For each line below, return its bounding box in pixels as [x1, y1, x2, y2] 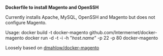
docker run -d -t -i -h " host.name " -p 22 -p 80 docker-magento [24, 35, 158, 41]
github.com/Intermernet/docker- [89, 30, 157, 35]
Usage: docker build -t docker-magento [5, 30, 88, 35]
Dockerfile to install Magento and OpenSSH [5, 5, 99, 10]
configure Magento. [5, 20, 47, 25]
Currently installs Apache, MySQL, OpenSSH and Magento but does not [5, 14, 155, 20]
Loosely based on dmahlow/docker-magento [5, 45, 100, 50]
